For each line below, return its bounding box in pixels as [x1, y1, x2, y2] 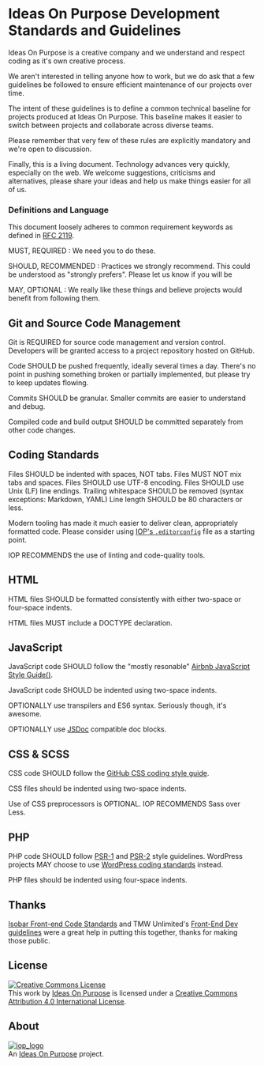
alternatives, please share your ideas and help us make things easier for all [8, 176, 251, 186]
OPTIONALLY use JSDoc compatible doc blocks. [8, 724, 167, 734]
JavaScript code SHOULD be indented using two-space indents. [8, 686, 218, 695]
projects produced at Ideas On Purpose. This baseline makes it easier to [8, 112, 243, 121]
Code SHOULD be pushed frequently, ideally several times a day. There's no [8, 361, 256, 371]
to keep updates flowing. [8, 378, 89, 387]
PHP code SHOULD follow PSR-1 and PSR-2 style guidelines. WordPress [8, 852, 243, 861]
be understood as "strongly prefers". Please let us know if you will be [8, 270, 232, 279]
